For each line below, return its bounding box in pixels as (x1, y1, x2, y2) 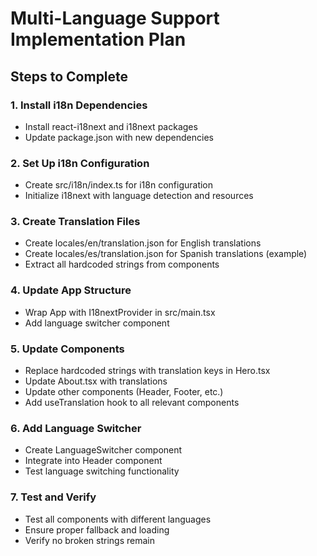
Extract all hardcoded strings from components (24, 258, 220, 271)
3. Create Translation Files (10, 215, 141, 229)
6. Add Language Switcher (10, 421, 142, 435)
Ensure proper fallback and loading (24, 523, 170, 536)
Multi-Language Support (10, 7, 220, 30)
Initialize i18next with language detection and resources (24, 190, 254, 202)
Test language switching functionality (24, 465, 180, 477)
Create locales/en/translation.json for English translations (24, 237, 262, 249)
